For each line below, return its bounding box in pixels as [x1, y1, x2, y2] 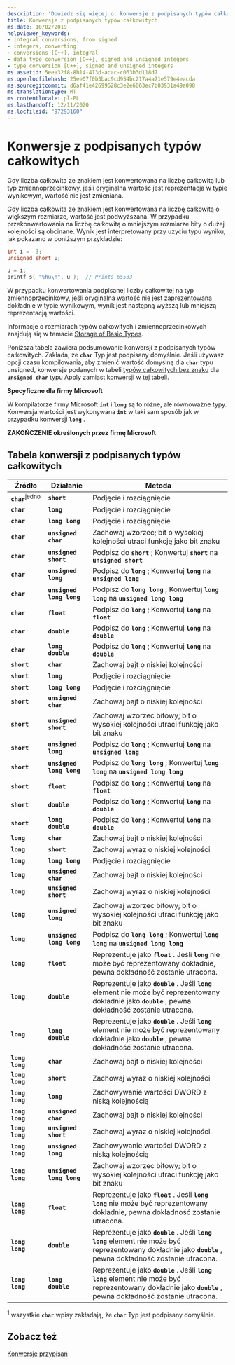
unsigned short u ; [7, 254, 61, 261]
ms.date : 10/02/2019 [7, 23, 68, 30]
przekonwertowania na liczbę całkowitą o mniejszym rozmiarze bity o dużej [7, 219, 225, 228]
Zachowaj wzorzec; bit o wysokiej [92, 528, 204, 537]
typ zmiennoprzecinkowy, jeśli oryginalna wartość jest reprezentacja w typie [7, 184, 227, 192]
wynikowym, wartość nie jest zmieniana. [7, 191, 124, 200]
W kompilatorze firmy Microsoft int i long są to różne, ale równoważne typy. [7, 400, 227, 409]
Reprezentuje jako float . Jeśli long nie [92, 950, 220, 960]
